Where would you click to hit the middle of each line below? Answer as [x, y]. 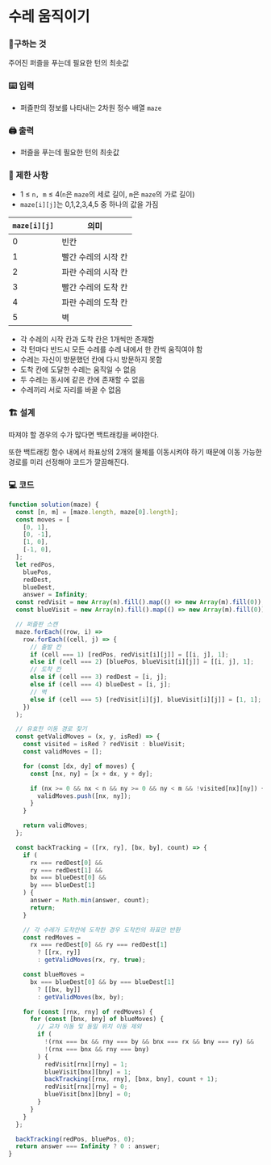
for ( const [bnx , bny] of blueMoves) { [96, 1019]
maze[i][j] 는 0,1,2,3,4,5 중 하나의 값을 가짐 [89, 205]
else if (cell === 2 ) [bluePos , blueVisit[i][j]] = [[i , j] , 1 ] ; [142, 662]
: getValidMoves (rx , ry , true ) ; [92, 960]
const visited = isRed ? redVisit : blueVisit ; [104, 745]
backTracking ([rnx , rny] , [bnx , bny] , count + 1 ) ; [131, 1079]
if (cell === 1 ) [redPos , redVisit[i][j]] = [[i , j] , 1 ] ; [129, 654]
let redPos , [36, 564]
